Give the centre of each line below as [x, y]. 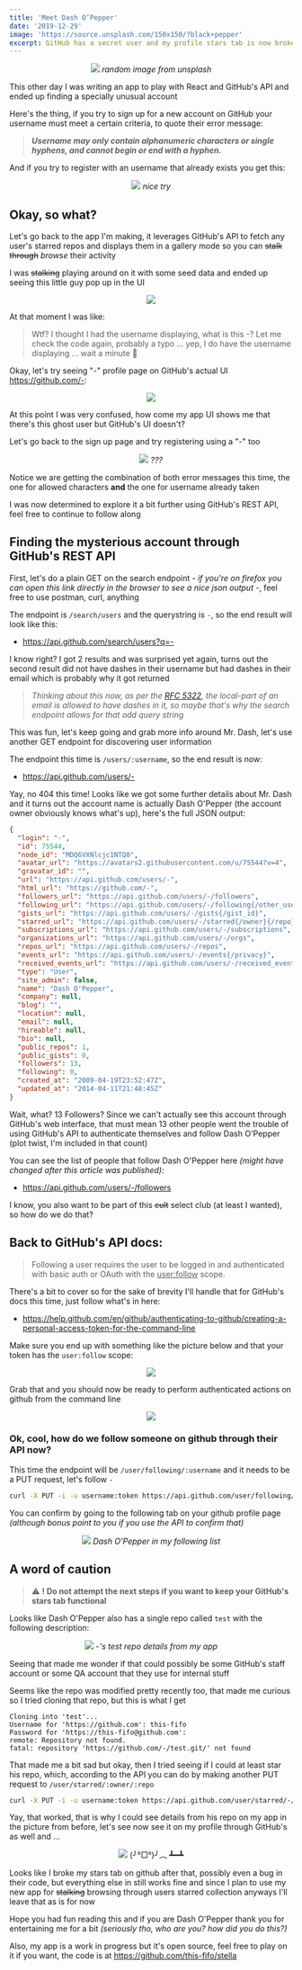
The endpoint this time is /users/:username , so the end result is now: [136, 759]
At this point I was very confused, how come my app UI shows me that [140, 415]
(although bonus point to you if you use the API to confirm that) [127, 1522]
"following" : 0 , [48, 1072]
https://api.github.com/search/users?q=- [98, 641]
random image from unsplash [157, 69]
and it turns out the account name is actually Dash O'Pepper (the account [145, 803]
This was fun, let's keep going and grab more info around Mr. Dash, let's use [151, 732]
